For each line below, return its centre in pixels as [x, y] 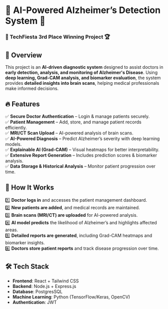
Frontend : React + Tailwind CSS [46, 281]
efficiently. [16, 127]
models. [14, 144]
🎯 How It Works [30, 188]
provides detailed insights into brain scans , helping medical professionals [82, 83]
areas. [12, 230]
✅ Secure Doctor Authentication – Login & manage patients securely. [77, 116]
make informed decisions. [32, 88]
